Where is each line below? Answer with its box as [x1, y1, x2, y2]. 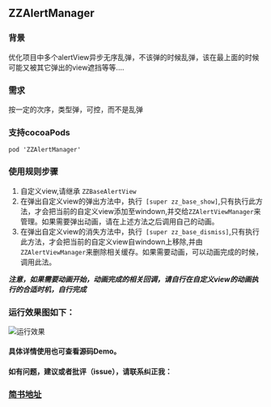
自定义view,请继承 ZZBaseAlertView [19, 186, 137, 195]
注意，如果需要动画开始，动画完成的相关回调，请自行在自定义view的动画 [8, 274, 252, 284]
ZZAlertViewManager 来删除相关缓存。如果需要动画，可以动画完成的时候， [19, 246, 263, 256]
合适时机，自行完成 [22, 284, 87, 294]
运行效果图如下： [8, 306, 75, 318]
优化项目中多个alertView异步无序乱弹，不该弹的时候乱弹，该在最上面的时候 [8, 52, 260, 62]
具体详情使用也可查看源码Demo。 [8, 346, 121, 356]
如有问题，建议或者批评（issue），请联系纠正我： [8, 366, 172, 376]
